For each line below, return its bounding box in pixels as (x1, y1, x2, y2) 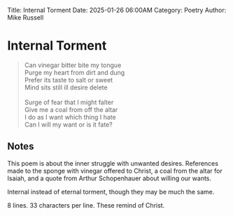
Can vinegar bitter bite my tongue (24, 61, 122, 69)
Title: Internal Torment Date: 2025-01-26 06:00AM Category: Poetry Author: (7, 6, 227, 14)
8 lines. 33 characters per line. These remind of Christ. (7, 201, 165, 209)
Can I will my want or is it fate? (24, 120, 113, 129)
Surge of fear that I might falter (24, 98, 114, 106)
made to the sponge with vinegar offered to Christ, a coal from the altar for (7, 166, 223, 175)
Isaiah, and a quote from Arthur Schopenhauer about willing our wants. (7, 174, 212, 182)
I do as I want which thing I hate (24, 113, 117, 121)
